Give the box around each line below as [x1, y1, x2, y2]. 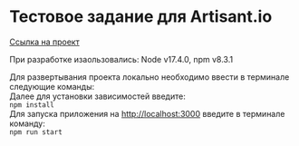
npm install [9, 100, 54, 110]
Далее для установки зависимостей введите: [9, 91, 186, 102]
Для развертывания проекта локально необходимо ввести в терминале [9, 71, 290, 83]
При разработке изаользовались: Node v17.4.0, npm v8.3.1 [9, 54, 234, 64]
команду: [9, 118, 45, 129]
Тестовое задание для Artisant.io [9, 6, 273, 27]
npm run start [9, 127, 63, 137]
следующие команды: [9, 81, 95, 92]
